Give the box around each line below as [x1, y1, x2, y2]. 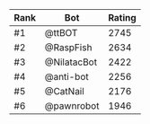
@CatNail [44, 85, 85, 97]
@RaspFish [44, 41, 93, 53]
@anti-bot [44, 71, 89, 83]
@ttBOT [44, 27, 78, 39]
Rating [107, 12, 137, 23]
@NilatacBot [44, 56, 97, 68]
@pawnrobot [44, 100, 100, 111]
